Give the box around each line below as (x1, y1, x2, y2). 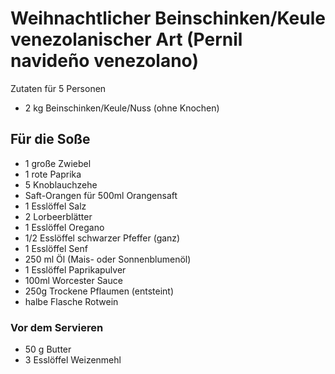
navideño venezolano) (10, 50, 199, 72)
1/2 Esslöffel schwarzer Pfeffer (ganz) (24, 232, 181, 244)
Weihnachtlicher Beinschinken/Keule (10, 7, 326, 30)
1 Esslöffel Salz (24, 200, 87, 212)
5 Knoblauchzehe (24, 178, 98, 191)
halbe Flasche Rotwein (24, 295, 119, 307)
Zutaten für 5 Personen (10, 82, 107, 94)
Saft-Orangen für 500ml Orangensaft (24, 189, 178, 201)
